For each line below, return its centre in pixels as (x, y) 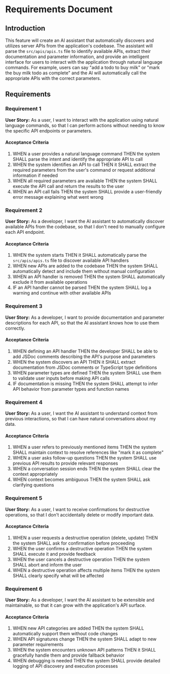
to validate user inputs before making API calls (61, 378)
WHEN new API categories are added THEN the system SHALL (78, 628)
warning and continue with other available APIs (62, 293)
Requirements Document (59, 9)
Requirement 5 (24, 498)
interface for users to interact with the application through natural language (84, 62)
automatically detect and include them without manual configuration (84, 272)
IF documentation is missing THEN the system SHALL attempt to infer (85, 384)
